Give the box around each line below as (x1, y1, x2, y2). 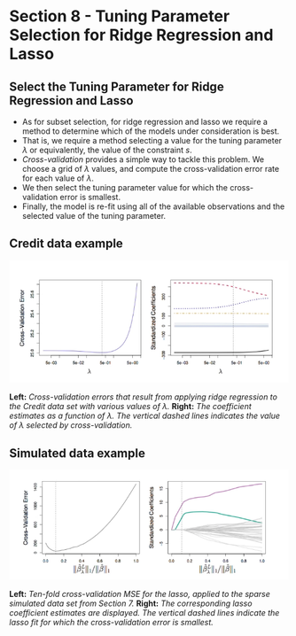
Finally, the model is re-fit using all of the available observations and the (21, 201, 285, 212)
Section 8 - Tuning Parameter (9, 6, 230, 27)
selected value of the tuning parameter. (21, 211, 167, 221)
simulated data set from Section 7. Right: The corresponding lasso (9, 598, 253, 609)
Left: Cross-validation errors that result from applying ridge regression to (9, 392, 277, 402)
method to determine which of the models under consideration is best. (21, 126, 280, 136)
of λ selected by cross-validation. (9, 420, 133, 430)
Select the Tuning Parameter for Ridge (9, 79, 224, 94)
